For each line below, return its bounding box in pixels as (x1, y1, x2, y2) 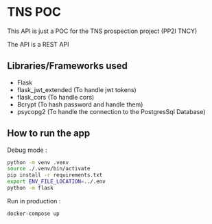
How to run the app (7, 128, 91, 139)
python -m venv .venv (7, 159, 69, 166)
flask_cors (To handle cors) (16, 93, 95, 101)
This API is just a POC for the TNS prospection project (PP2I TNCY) (7, 27, 198, 35)
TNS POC (7, 4, 62, 20)
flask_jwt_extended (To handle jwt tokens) (16, 85, 137, 93)
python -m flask (7, 185, 54, 192)
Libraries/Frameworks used (7, 60, 128, 72)
